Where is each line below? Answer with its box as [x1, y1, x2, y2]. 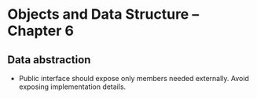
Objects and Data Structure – [7, 5, 200, 23]
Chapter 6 [7, 22, 74, 40]
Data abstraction [7, 53, 91, 66]
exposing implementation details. [18, 82, 127, 91]
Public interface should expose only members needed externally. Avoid [18, 74, 249, 83]
